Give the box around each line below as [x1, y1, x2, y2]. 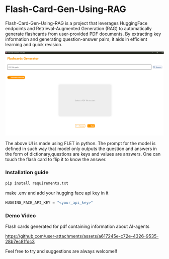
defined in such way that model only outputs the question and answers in [5, 146, 157, 152]
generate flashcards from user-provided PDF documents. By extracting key [5, 31, 161, 37]
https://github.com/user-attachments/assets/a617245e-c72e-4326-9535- [5, 233, 159, 239]
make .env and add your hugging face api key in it [5, 190, 109, 196]
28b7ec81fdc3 [5, 238, 35, 244]
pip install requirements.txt [5, 181, 69, 186]
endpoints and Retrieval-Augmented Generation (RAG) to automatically [5, 25, 152, 31]
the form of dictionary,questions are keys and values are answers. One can [5, 151, 161, 157]
